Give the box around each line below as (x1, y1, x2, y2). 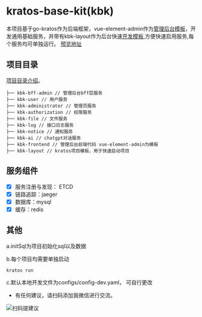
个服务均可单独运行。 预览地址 (6, 40, 82, 47)
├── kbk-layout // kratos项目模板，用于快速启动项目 (6, 148, 130, 154)
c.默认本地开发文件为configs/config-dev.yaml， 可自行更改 (6, 278, 153, 286)
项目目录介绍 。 (6, 77, 43, 84)
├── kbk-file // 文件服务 (6, 116, 68, 122)
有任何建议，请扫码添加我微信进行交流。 (14, 292, 116, 299)
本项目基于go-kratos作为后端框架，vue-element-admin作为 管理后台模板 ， (6, 25, 191, 32)
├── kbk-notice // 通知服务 (6, 128, 74, 134)
